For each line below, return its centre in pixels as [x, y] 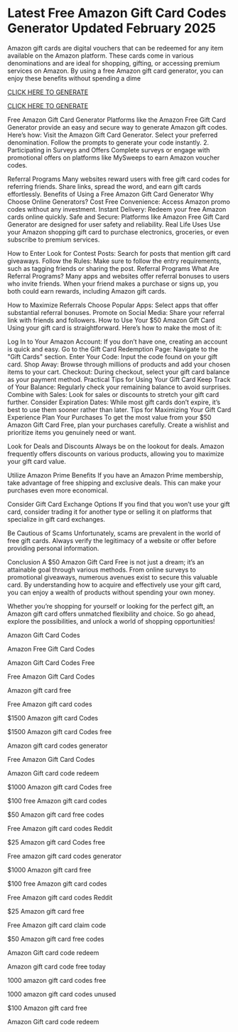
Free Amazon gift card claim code [57, 925]
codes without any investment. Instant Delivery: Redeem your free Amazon [117, 209]
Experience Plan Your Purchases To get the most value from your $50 [109, 417]
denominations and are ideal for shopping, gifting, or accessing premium [114, 63]
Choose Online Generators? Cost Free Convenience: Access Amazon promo [119, 202]
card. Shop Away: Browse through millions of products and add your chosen [119, 364]
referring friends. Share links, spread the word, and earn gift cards [104, 186]
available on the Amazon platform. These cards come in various [101, 56]
